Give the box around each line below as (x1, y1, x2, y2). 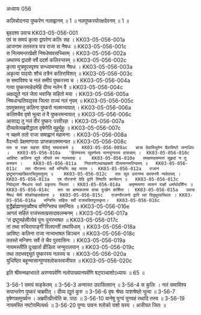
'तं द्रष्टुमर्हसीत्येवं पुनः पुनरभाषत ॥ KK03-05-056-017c (6, 217, 119, 223)
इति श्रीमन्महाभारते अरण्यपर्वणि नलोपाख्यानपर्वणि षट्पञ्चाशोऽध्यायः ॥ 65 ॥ (6, 269, 145, 276)
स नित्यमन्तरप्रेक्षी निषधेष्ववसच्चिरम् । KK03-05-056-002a (6, 49, 126, 57)
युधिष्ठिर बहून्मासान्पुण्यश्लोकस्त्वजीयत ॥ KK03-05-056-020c (6, 257, 132, 264)
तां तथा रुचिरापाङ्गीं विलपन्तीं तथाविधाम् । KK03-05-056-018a (6, 223, 136, 230)
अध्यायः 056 (6, 5, 31, 12)
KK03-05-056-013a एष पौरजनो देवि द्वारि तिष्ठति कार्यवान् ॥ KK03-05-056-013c (6, 176, 179, 182)
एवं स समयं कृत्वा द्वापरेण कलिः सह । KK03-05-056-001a (6, 36, 125, 43)
